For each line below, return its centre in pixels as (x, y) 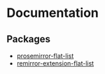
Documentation (53, 13)
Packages (28, 39)
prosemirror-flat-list (45, 56)
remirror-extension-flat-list (55, 63)
